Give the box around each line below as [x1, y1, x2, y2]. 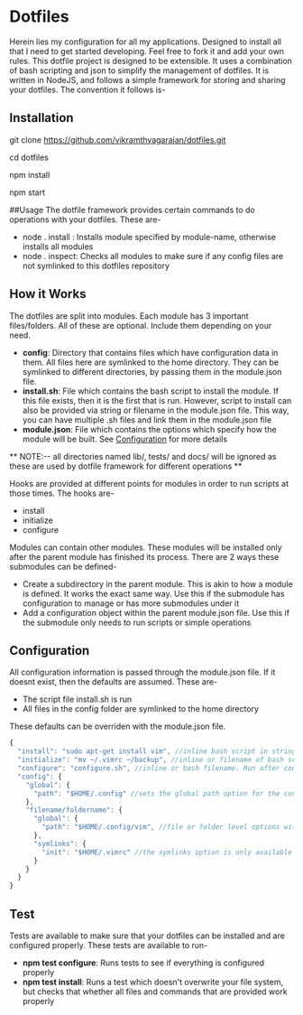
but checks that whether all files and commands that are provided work [22, 986, 288, 997]
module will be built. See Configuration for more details [22, 433, 228, 444]
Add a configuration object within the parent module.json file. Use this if [22, 607, 290, 618]
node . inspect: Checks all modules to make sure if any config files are [22, 250, 284, 261]
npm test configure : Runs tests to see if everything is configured [22, 957, 264, 968]
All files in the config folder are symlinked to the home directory [22, 703, 260, 714]
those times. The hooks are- [9, 488, 115, 498]
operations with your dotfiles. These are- [9, 214, 161, 225]
